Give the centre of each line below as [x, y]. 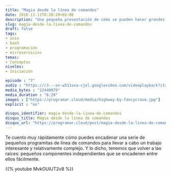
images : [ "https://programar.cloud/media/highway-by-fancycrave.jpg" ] [83, 100]
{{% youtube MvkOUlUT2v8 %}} [39, 169]
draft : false [19, 29]
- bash [12, 43]
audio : [13, 85]
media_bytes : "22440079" [33, 90]
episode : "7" [20, 81]
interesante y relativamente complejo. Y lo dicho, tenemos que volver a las [83, 148]
